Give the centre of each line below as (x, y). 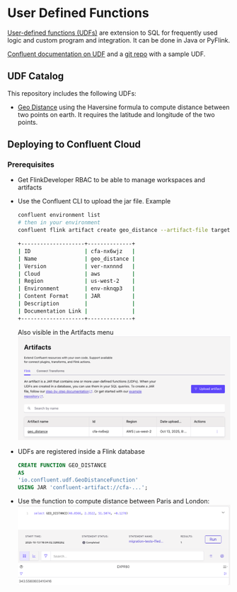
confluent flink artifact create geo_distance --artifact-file (113, 230)
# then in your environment (59, 223)
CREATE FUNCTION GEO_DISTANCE (62, 465)
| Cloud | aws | (76, 274)
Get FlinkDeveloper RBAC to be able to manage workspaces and (111, 180)
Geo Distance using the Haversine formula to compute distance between (123, 107)
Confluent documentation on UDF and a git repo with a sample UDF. (106, 54)
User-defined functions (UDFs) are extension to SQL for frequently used (112, 33)
